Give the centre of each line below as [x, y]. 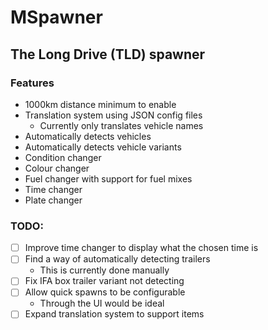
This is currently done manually [104, 270]
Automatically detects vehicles [88, 136]
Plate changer [53, 200]
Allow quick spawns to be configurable [105, 292]
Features [32, 83]
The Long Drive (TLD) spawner [108, 54]
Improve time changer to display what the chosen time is [141, 248]
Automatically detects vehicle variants [103, 147]
